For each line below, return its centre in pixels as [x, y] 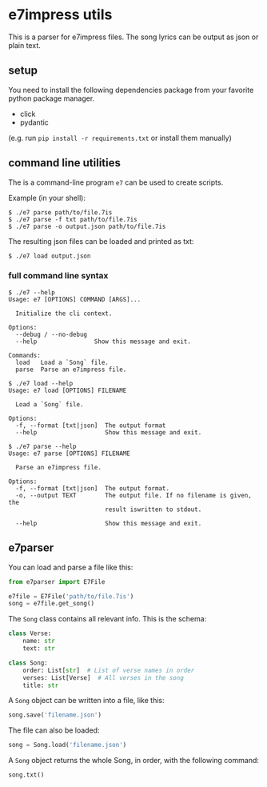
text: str [39, 649]
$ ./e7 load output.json [50, 256]
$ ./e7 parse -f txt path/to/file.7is [73, 219]
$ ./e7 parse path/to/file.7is [60, 212]
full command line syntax [58, 276]
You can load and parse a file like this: [71, 567]
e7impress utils [60, 15]
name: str [39, 641]
